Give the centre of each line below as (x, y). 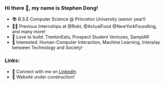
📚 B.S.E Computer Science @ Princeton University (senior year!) (79, 19)
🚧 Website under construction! (43, 76)
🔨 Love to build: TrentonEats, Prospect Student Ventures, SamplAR (80, 37)
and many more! (29, 31)
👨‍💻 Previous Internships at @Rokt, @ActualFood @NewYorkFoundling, (84, 26)
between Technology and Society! (47, 47)
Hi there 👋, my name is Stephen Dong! (51, 8)
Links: (12, 60)
